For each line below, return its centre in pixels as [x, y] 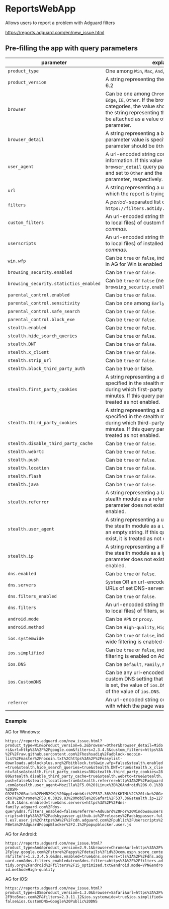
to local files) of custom [133, 222]
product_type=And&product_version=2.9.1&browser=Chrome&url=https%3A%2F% [84, 848]
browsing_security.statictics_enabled [54, 283]
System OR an [121, 582]
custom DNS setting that [134, 678]
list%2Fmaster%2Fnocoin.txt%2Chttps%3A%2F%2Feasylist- [64, 759]
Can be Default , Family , [133, 664]
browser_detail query [131, 167]
